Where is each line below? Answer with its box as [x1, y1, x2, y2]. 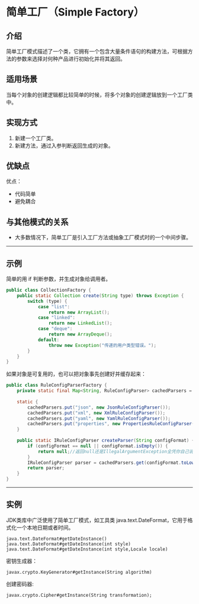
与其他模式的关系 [6, 217, 69, 227]
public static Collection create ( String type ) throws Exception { [17, 292, 184, 299]
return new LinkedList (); [48, 320, 113, 327]
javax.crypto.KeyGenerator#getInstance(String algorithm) [6, 569, 152, 575]
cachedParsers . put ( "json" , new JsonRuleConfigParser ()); [27, 404, 171, 410]
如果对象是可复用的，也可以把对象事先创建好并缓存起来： [6, 371, 146, 378]
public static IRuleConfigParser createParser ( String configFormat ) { [17, 438, 195, 444]
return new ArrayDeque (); [48, 331, 113, 337]
